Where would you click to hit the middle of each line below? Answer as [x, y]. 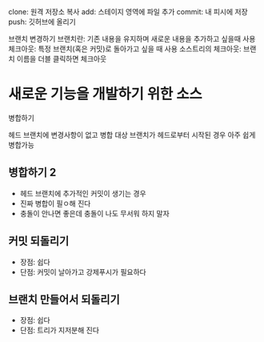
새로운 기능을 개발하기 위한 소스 [105, 94]
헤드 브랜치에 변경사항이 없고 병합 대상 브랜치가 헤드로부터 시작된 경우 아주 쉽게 [132, 135]
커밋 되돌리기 [39, 241]
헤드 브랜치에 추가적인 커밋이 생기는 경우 [83, 193]
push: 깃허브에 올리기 [42, 22]
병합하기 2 [32, 173]
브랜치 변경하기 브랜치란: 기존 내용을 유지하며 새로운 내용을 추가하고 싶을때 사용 [132, 39]
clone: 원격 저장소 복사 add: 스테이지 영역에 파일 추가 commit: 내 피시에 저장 [128, 12]
